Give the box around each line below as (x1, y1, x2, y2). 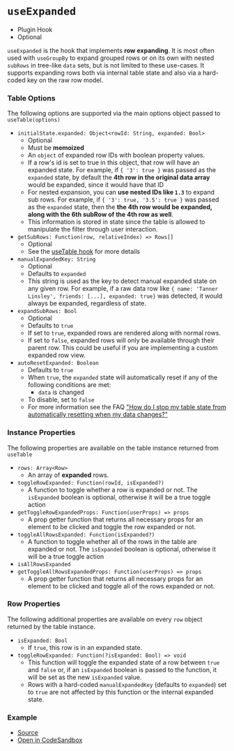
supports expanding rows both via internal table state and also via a (7, 68, 202, 77)
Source (17, 729, 38, 737)
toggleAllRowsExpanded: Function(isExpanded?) (17, 531, 155, 538)
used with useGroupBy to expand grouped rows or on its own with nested (7, 54, 214, 62)
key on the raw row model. (26, 75, 104, 84)
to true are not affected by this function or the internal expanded (27, 688, 214, 696)
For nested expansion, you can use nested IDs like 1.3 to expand (27, 188, 214, 197)
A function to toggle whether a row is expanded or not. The (27, 485, 198, 494)
